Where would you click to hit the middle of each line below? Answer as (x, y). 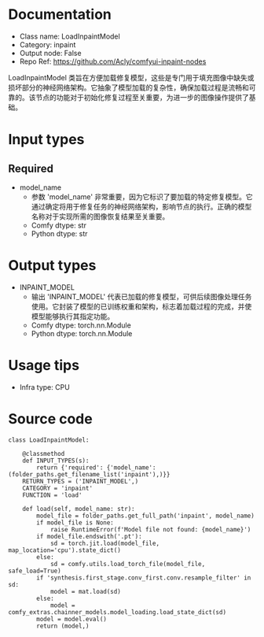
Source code (50, 419)
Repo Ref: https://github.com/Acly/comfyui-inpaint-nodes (113, 61)
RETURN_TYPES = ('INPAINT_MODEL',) (81, 481)
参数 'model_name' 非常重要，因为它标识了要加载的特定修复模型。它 (142, 196)
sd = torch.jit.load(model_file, (104, 543)
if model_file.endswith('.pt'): (90, 536)
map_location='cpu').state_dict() (65, 550)
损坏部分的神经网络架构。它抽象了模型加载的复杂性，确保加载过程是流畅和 (128, 87)
